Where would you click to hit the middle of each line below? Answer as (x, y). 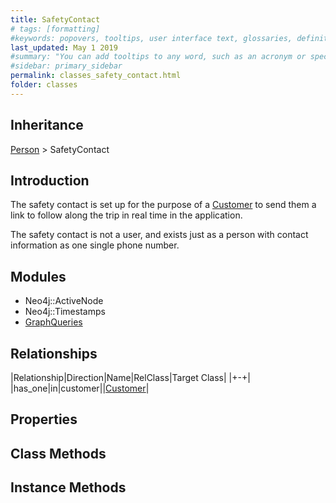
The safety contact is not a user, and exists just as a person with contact (159, 235)
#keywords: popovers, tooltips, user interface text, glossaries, (151, 38)
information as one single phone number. (95, 245)
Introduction (50, 180)
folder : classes (44, 85)
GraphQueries (53, 322)
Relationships (54, 353)
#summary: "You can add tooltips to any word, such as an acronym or (158, 57)
